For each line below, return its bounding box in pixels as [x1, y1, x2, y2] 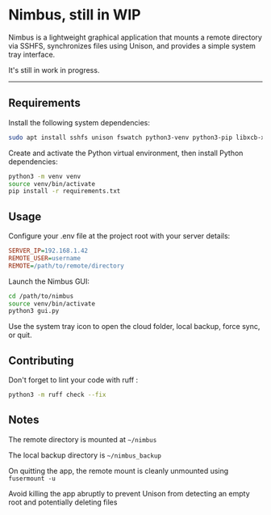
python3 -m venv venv [8, 172, 81, 180]
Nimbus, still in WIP [8, 6, 141, 24]
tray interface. [8, 49, 56, 59]
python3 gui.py [8, 307, 60, 315]
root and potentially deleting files [8, 497, 118, 507]
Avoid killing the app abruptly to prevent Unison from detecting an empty [8, 488, 250, 498]
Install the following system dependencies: [8, 117, 151, 127]
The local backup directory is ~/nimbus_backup [8, 450, 161, 460]
